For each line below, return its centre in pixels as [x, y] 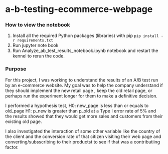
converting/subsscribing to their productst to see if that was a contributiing [83, 141]
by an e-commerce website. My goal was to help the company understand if [84, 85]
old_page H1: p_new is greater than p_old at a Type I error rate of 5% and [81, 110]
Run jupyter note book [35, 45]
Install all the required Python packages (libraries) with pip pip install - [88, 35]
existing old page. [24, 121]
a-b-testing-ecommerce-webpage [79, 9]
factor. [12, 147]
